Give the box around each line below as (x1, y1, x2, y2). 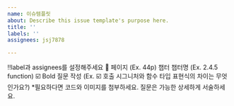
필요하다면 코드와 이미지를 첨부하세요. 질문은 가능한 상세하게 (34, 83, 201, 92)
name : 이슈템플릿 (7, 10, 51, 18)
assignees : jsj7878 (7, 37, 65, 44)
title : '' (7, 23, 37, 30)
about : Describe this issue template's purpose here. (7, 17, 170, 24)
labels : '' (7, 30, 40, 37)
